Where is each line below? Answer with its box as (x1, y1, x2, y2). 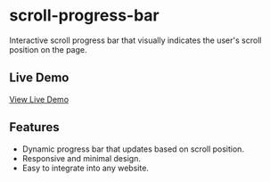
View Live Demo (9, 94, 70, 104)
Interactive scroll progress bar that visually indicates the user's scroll (9, 35, 262, 45)
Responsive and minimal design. (21, 153, 141, 163)
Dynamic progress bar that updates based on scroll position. (21, 144, 245, 154)
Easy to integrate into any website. (21, 162, 150, 173)
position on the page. (9, 44, 87, 54)
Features (9, 120, 60, 135)
